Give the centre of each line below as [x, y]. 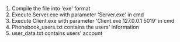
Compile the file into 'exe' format [51, 8]
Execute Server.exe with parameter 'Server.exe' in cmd [78, 15]
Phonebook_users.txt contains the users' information [75, 27]
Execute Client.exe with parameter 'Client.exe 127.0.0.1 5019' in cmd [93, 21]
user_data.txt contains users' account [57, 33]
